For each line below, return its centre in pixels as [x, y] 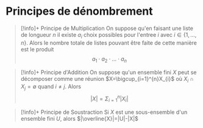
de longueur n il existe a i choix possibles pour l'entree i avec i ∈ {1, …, [109, 35]
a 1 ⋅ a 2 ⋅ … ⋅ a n [109, 59]
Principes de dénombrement [79, 11]
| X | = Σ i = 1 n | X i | [109, 99]
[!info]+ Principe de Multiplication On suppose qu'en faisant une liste [107, 28]
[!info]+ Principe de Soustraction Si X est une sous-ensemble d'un [104, 112]
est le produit [37, 49]
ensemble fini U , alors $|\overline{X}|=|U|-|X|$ [79, 118]
